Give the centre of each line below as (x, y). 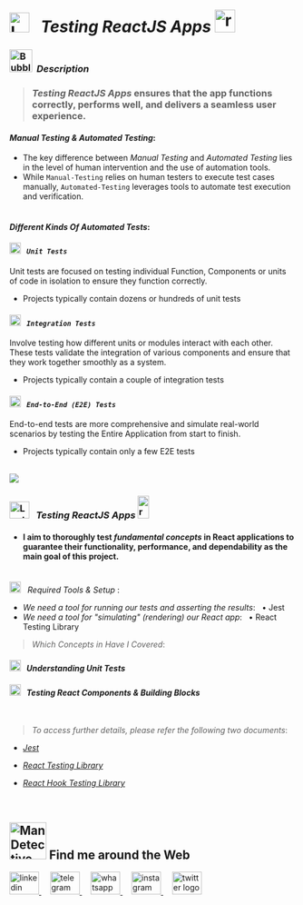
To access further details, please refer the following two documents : (160, 731)
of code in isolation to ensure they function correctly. (108, 281)
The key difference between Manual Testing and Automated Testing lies (157, 158)
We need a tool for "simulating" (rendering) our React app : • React (150, 617)
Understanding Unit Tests (76, 669)
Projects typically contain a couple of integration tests (123, 380)
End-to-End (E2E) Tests (71, 404)
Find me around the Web (119, 855)
